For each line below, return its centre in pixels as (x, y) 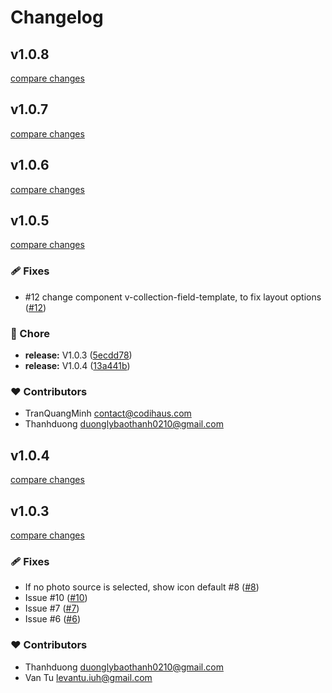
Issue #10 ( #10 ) (56, 598)
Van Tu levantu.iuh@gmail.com (88, 677)
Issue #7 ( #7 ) (52, 608)
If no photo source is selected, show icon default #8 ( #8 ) (142, 587)
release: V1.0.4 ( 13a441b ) (77, 366)
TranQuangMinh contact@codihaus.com (108, 413)
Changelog (57, 17)
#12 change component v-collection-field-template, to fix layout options (173, 297)
